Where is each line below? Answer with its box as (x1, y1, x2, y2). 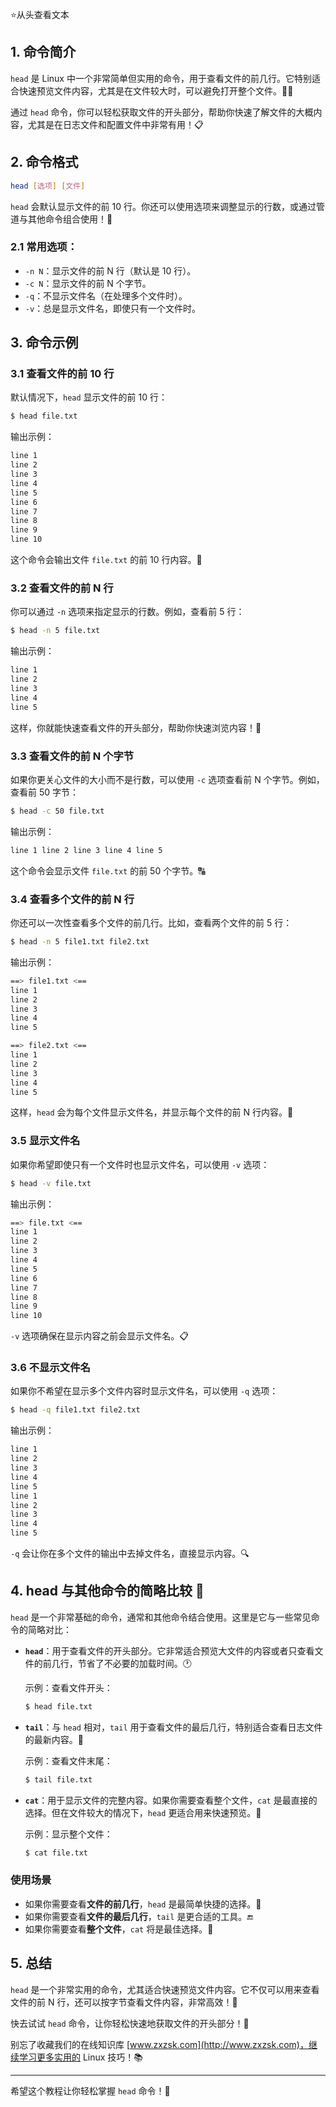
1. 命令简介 (10, 44, 77, 61)
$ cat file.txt (24, 1848, 89, 1858)
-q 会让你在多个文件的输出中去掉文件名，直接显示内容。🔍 (10, 1548, 250, 1560)
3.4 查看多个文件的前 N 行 (10, 892, 135, 906)
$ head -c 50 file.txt (10, 806, 105, 816)
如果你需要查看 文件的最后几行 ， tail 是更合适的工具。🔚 (24, 1910, 254, 1922)
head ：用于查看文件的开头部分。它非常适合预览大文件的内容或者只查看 (24, 1644, 315, 1657)
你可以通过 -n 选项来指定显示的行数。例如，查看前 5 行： (10, 606, 245, 618)
